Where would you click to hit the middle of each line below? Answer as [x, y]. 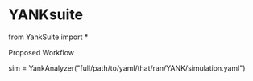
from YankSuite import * [48, 37]
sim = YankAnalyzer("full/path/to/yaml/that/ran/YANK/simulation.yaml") [127, 68]
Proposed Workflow [41, 52]
